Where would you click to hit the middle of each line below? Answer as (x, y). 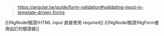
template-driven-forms (41, 12)
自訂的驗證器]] (24, 29)
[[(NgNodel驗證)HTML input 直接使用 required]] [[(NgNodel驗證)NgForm (80, 22)
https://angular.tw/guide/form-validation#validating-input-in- (80, 7)
